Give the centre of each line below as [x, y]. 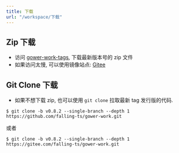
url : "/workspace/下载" [34, 17]
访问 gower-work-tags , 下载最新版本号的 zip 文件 [74, 57]
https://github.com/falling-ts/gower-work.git [64, 117]
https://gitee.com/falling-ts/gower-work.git [63, 144]
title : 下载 [20, 11]
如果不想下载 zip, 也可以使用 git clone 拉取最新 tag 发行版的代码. [94, 100]
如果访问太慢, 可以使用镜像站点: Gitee [60, 64]
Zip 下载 [21, 42]
